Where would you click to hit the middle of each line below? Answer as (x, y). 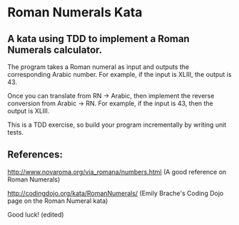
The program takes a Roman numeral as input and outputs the (98, 67)
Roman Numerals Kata (75, 12)
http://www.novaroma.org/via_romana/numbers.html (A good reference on (117, 172)
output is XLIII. (29, 111)
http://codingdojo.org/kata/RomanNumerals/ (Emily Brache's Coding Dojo (116, 193)
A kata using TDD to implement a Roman (99, 39)
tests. (15, 132)
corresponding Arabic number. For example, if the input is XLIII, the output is (119, 74)
